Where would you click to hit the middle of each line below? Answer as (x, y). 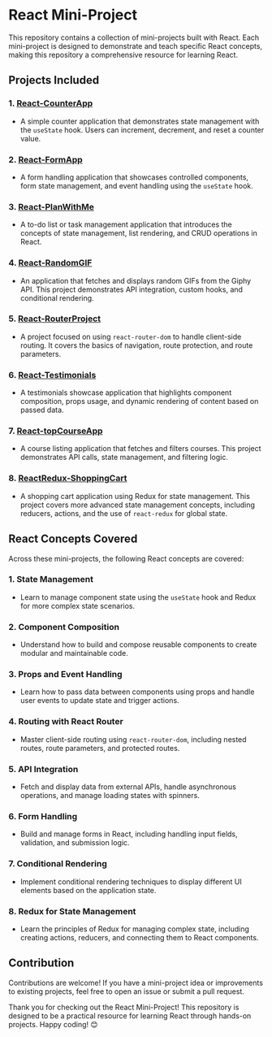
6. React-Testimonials (52, 375)
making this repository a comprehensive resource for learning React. (123, 54)
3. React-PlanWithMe (52, 206)
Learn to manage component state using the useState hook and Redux (138, 597)
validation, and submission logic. (75, 843)
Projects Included (54, 80)
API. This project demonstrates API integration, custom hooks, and (132, 289)
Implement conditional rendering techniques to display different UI (131, 881)
